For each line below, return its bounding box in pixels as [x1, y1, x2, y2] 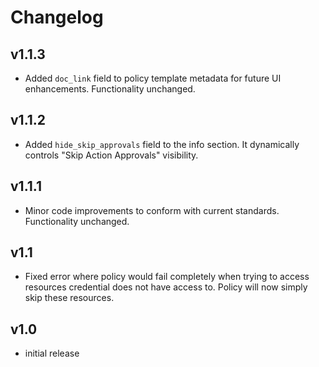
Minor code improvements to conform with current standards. [24, 204, 280, 216]
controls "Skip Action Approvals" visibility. [24, 149, 199, 161]
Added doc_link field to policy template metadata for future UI [24, 72, 282, 84]
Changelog [10, 6, 104, 29]
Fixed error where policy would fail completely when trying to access [24, 271, 310, 283]
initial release [24, 347, 80, 360]
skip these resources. [24, 292, 115, 304]
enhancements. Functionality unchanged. [24, 83, 196, 95]
